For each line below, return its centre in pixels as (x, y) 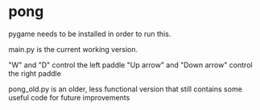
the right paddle (35, 73)
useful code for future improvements (69, 97)
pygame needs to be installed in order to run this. (90, 34)
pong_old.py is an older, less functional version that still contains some (126, 89)
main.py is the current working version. (73, 49)
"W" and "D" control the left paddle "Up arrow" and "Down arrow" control (130, 65)
